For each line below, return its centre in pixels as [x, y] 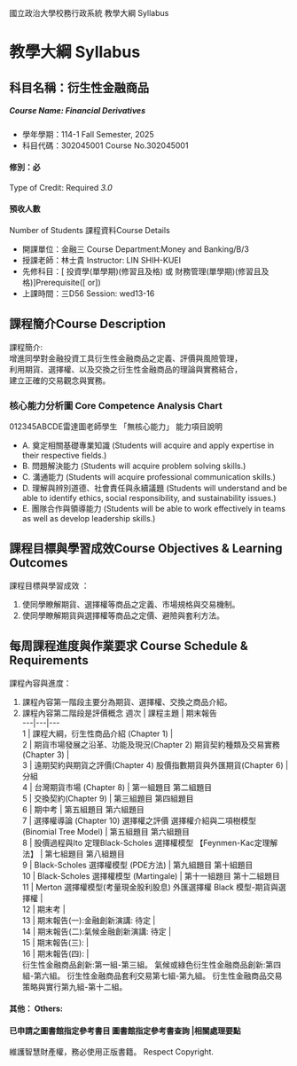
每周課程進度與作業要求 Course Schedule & [129, 646]
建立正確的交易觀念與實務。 [60, 380]
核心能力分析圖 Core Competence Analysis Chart [116, 405]
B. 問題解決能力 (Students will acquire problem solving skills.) [134, 466]
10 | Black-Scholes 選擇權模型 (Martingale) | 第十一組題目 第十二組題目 [151, 875]
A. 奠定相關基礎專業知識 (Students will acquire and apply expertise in [148, 445]
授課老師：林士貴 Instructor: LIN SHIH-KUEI [102, 260]
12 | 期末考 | [44, 909]
